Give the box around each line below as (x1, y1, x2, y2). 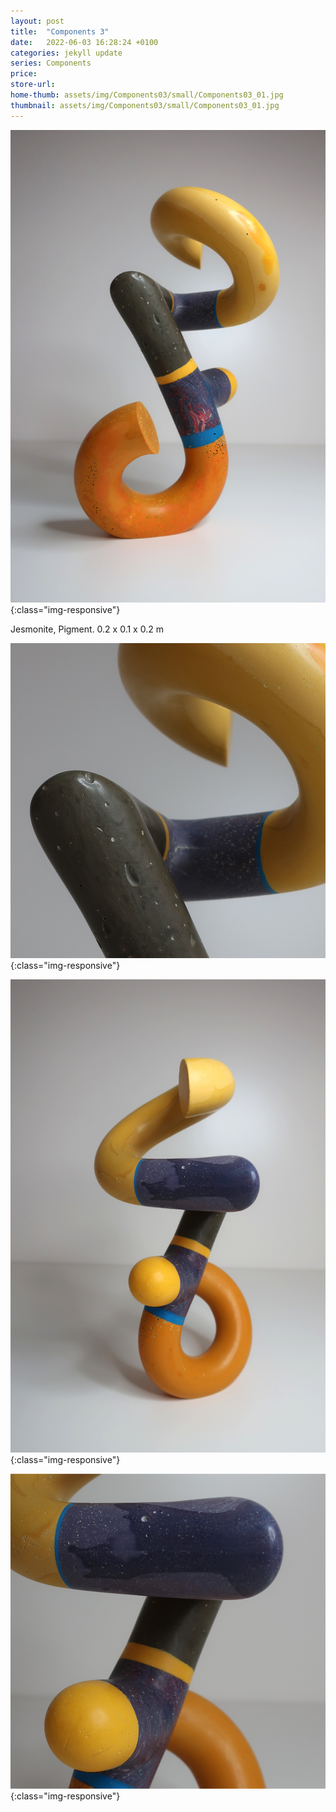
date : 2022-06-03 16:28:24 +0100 (10, 37, 159, 47)
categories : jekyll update (10, 48, 123, 58)
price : (10, 69, 38, 79)
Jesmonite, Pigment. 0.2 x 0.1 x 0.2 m (10, 623, 164, 635)
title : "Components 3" (10, 26, 110, 37)
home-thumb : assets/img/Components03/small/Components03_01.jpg (10, 90, 284, 100)
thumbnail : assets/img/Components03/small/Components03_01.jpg (10, 100, 280, 110)
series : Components (10, 58, 92, 69)
